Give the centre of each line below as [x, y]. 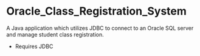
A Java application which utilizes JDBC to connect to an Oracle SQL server [100, 28]
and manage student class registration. [55, 34]
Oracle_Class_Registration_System [97, 11]
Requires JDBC [34, 46]
